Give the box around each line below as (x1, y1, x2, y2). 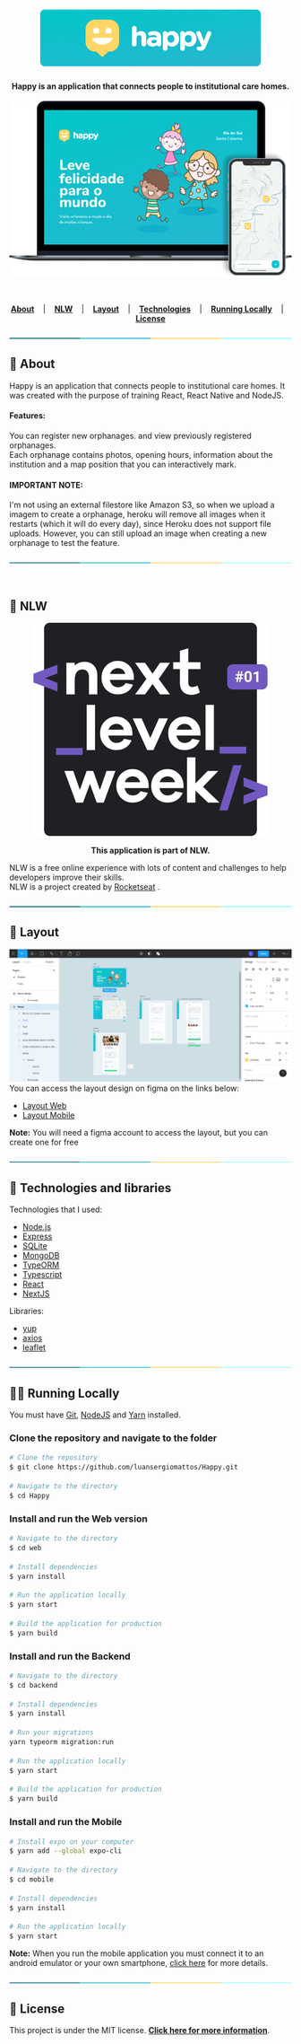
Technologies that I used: (9, 1204, 103, 1215)
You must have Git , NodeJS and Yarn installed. (9, 1409, 181, 1420)
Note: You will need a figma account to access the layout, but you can (9, 1127, 269, 1138)
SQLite (21, 1241, 47, 1251)
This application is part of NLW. (90, 845, 211, 855)
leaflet (21, 1342, 47, 1353)
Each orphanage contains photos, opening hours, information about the (9, 449, 273, 460)
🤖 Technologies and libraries (9, 1180, 172, 1196)
